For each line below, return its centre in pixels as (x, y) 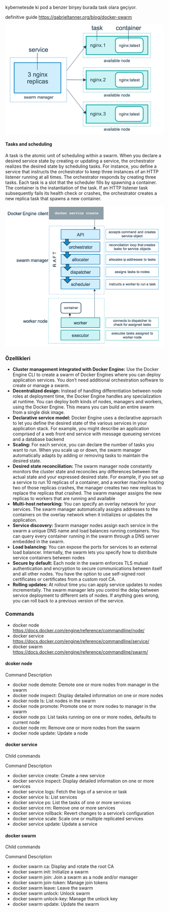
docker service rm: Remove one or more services (64, 808)
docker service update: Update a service (55, 824)
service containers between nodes (48, 558)
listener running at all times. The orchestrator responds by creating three (81, 177)
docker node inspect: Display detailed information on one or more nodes (88, 695)
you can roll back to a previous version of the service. (68, 601)
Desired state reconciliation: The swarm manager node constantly (82, 466)
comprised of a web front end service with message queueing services (87, 434)
